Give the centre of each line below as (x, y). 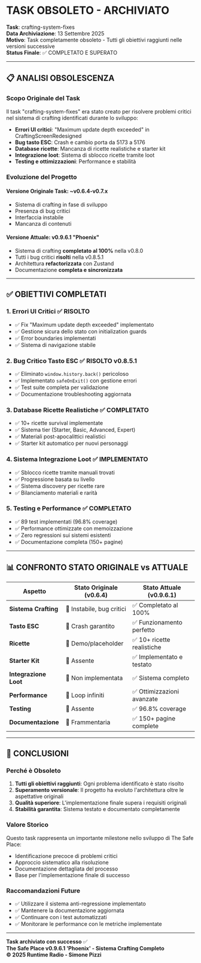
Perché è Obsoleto (33, 770)
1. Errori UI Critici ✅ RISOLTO (48, 312)
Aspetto (35, 591)
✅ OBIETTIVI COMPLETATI (56, 294)
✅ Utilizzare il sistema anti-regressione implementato (80, 904)
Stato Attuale (162, 587)
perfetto (144, 630)
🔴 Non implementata (94, 678)
